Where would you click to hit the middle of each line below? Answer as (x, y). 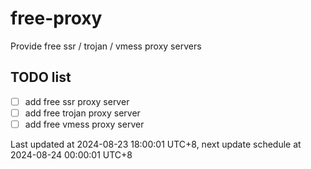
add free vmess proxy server (84, 124)
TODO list (41, 77)
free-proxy (56, 18)
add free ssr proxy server (77, 101)
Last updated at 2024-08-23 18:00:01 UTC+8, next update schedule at (156, 144)
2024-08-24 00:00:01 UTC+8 (71, 154)
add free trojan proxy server (82, 113)
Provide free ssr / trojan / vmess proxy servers (106, 46)
